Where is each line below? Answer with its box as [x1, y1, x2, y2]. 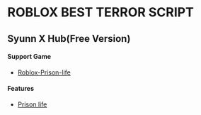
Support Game [7, 53, 52, 61]
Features [7, 84, 34, 93]
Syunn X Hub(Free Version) [7, 33, 131, 45]
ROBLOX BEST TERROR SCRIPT [7, 4, 195, 21]
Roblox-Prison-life [17, 68, 71, 77]
